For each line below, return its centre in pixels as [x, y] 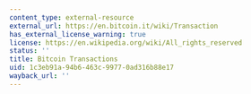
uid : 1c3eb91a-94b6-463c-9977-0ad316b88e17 [92, 68]
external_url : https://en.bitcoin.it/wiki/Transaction [114, 26]
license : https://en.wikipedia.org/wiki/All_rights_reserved [126, 43]
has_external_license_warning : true [78, 34]
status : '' [30, 51]
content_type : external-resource [72, 17]
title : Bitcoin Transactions [64, 59]
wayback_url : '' [39, 76]
